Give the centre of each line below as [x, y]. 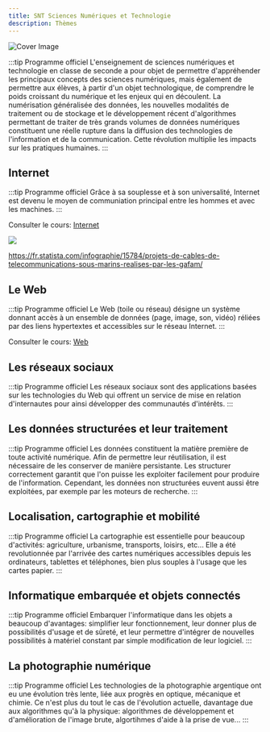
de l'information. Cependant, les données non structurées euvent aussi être [134, 482]
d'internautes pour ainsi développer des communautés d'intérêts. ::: [121, 403]
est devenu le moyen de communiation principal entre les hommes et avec [132, 201]
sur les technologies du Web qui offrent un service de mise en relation [125, 395]
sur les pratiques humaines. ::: [58, 148]
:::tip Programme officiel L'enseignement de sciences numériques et [122, 62]
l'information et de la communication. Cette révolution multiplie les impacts [132, 139]
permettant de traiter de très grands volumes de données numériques [124, 122]
